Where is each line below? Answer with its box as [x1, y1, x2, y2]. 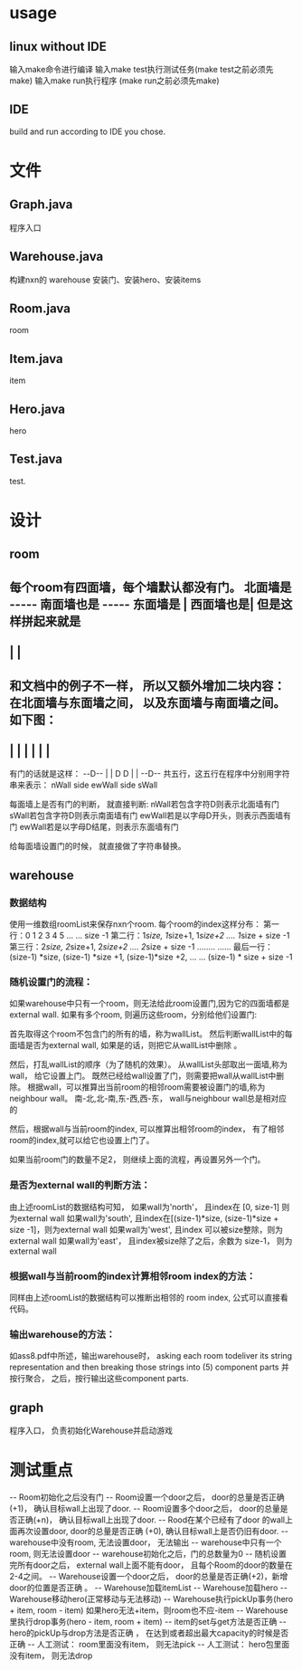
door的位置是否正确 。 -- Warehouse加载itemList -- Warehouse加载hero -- [9, 1582, 288, 1593]
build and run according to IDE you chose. [9, 126, 166, 137]
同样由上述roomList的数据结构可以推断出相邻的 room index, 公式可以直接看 [9, 1293, 289, 1303]
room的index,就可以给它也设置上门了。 [9, 1135, 155, 1146]
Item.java [9, 351, 63, 367]
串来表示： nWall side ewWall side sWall [9, 779, 158, 790]
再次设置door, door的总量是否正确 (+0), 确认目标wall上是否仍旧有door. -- [16, 1526, 289, 1537]
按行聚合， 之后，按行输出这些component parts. [9, 1373, 189, 1384]
